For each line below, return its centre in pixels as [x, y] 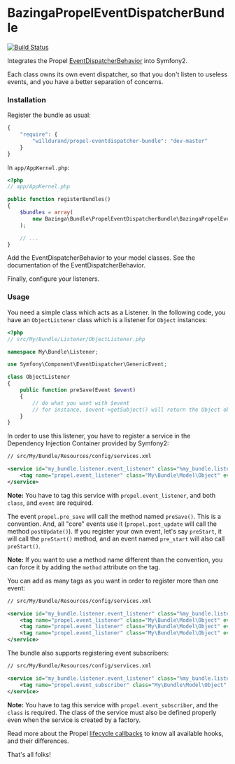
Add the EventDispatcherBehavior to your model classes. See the [101, 258]
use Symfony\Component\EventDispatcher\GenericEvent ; [87, 364]
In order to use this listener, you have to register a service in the [99, 436]
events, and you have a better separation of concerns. [85, 81]
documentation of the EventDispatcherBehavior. [76, 265]
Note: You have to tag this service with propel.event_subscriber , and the [113, 704]
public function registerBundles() [59, 200]
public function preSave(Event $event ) [78, 390]
